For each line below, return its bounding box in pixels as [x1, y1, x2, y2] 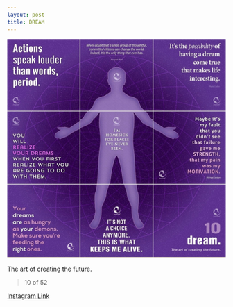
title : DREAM [7, 18, 45, 26]
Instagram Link [7, 292, 50, 300]
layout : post [7, 11, 45, 18]
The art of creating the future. [7, 265, 92, 273]
